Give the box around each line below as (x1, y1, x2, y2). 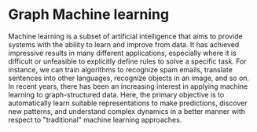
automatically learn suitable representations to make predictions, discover (8, 98, 248, 108)
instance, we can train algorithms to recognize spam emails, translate (8, 64, 233, 74)
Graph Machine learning (8, 5, 170, 24)
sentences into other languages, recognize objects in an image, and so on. (8, 73, 250, 82)
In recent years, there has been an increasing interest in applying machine (8, 81, 248, 91)
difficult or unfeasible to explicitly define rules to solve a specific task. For (8, 57, 247, 66)
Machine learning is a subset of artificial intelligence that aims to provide (8, 31, 243, 41)
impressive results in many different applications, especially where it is (8, 48, 237, 57)
